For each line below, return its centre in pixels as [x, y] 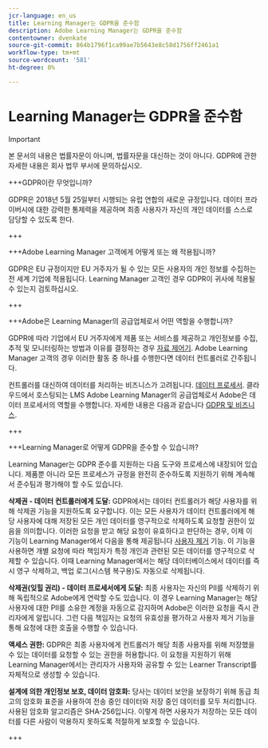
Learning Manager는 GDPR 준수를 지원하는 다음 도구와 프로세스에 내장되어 [126, 464]
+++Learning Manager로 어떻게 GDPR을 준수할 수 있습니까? [104, 447]
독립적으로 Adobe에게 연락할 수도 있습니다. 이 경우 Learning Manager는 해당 [137, 597]
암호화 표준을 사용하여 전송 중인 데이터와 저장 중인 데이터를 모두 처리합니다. [140, 701]
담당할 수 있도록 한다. [41, 219]
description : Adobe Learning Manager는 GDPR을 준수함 [95, 30]
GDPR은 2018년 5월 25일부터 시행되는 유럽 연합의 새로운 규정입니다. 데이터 [126, 199]
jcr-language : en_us [43, 16]
